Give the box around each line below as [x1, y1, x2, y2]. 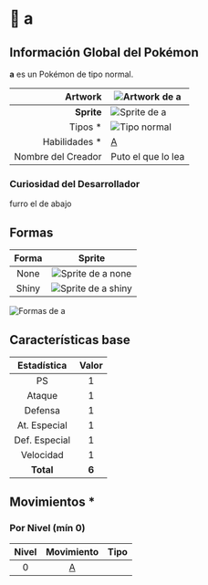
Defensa [24, 403, 61, 416]
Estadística [17, 359, 68, 371]
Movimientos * [9, 495, 96, 510]
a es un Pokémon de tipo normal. [9, 68, 134, 79]
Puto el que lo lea [110, 151, 185, 162]
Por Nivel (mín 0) [9, 522, 86, 535]
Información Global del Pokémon [9, 45, 199, 60]
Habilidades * [42, 136, 102, 148]
